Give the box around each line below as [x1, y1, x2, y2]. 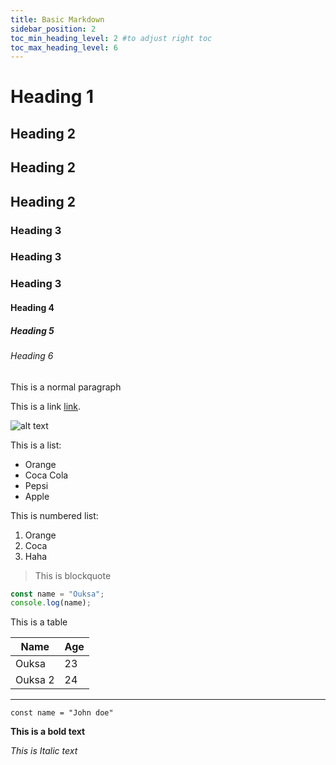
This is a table [10, 616, 68, 628]
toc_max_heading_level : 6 [10, 42, 118, 53]
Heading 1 [10, 86, 95, 108]
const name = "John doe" [10, 708, 114, 718]
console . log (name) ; [10, 598, 92, 608]
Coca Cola [24, 469, 69, 481]
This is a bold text [10, 726, 86, 738]
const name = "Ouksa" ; [10, 589, 105, 599]
